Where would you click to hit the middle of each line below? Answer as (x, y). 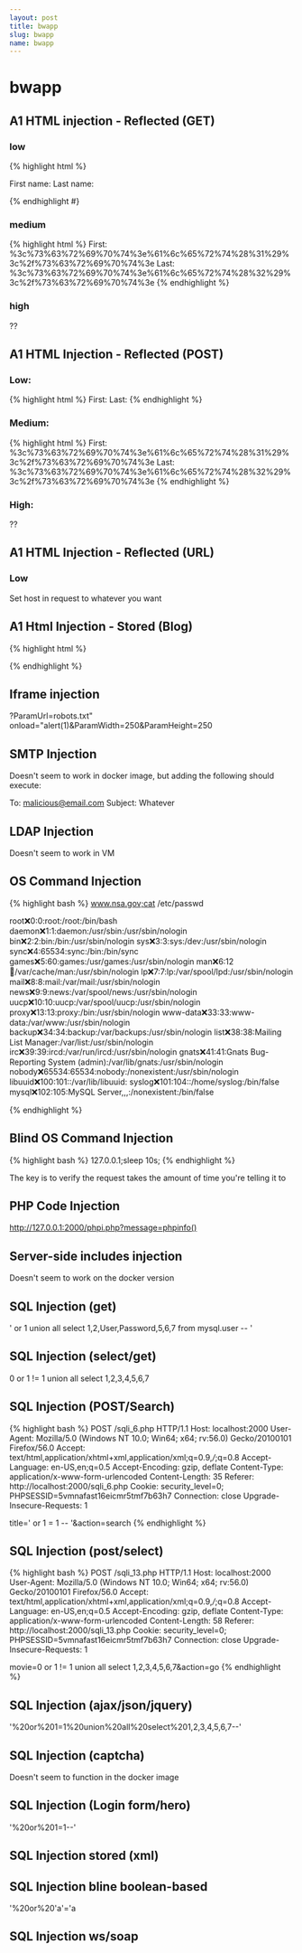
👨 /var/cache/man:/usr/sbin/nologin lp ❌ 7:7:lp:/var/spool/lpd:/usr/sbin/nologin (151, 972)
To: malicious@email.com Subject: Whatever (92, 803)
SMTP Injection (53, 754)
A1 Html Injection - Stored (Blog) (101, 627)
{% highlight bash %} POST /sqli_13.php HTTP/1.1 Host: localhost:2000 (141, 1573)
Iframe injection (55, 694)
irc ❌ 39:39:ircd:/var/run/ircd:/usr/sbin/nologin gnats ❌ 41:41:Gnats (129, 1052)
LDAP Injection (52, 831)
